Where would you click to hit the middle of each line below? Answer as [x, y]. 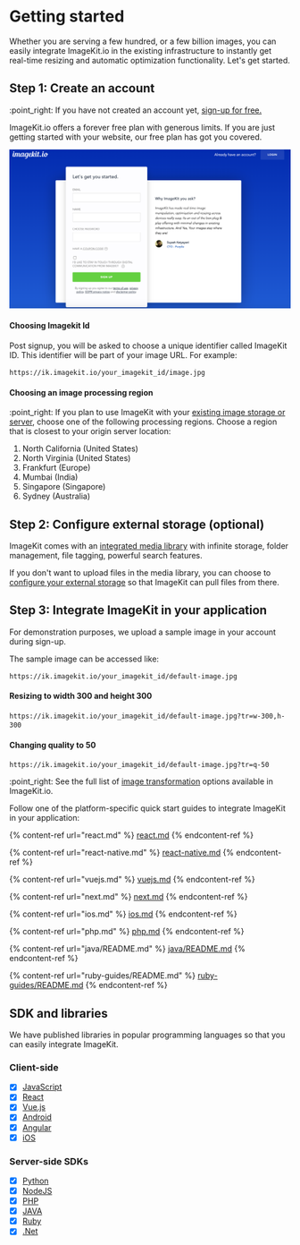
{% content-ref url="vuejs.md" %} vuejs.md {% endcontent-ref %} [133, 880]
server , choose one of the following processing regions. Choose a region [143, 422]
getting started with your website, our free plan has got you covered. [136, 137]
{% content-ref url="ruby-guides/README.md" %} [103, 976]
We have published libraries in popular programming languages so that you [147, 1035]
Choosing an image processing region [81, 392]
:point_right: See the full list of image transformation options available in [142, 781]
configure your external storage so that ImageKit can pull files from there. [144, 582]
